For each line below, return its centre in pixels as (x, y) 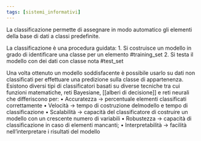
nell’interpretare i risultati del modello (53, 131)
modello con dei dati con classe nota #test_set (65, 61)
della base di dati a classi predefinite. (53, 36)
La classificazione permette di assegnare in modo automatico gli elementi (99, 29)
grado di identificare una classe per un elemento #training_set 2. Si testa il (100, 54)
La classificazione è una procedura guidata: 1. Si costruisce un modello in (99, 48)
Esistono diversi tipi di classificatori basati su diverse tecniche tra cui (93, 86)
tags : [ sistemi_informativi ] (44, 12)
